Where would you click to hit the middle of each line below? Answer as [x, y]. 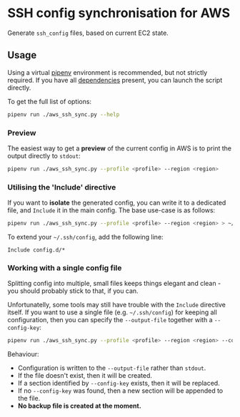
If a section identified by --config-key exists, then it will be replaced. [119, 383]
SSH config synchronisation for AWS [119, 13]
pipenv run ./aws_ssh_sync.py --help [64, 114]
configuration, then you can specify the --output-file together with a [110, 320]
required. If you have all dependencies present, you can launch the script [115, 80]
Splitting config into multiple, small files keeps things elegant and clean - [114, 284]
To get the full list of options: [49, 101]
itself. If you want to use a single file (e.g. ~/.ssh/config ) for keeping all [112, 312]
